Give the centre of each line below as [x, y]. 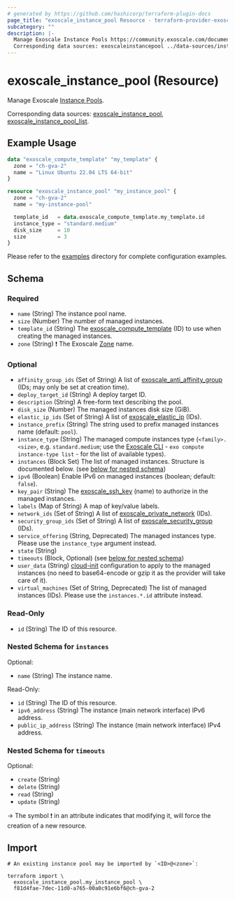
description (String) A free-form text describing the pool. [100, 402]
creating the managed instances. [65, 336]
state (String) [37, 551]
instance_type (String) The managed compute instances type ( [108, 439]
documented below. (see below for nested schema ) [92, 469]
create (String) [39, 779]
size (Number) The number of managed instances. [91, 321]
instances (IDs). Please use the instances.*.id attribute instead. [110, 595]
